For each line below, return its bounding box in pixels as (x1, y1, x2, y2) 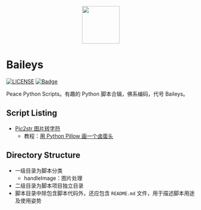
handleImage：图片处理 (23, 174, 83, 182)
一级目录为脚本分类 (14, 167, 63, 174)
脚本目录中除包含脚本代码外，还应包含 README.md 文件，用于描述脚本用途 (14, 190, 195, 197)
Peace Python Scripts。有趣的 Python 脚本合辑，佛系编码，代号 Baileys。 (6, 90, 189, 97)
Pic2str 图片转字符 (14, 125, 61, 132)
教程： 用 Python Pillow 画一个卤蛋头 (23, 132, 113, 140)
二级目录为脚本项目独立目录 (14, 182, 84, 189)
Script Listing (6, 108, 58, 119)
